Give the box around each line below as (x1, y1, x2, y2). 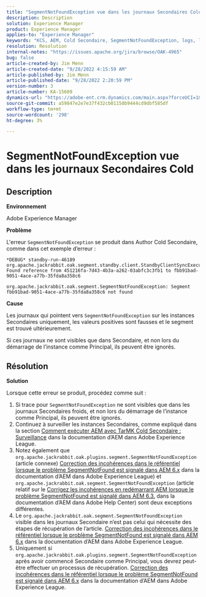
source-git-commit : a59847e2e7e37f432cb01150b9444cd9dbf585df (6, 100, 169, 106)
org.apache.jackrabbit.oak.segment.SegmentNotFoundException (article (15, 479, 194, 487)
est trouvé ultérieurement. (6, 325, 72, 332)
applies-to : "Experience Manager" (6, 32, 95, 38)
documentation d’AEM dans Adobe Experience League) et (15, 473, 161, 480)
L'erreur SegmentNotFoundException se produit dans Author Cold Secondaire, (6, 239, 198, 246)
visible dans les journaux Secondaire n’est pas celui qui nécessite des (15, 518, 192, 526)
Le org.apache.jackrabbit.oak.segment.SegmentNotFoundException (15, 512, 183, 519)
